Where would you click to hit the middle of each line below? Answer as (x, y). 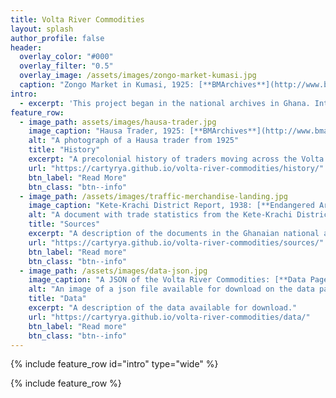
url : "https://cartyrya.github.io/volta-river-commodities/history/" (176, 168)
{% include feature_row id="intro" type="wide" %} (114, 364)
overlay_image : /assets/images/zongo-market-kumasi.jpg (138, 76)
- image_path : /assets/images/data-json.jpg (113, 271)
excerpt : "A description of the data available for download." (163, 308)
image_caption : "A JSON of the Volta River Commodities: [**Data (167, 280)
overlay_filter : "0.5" (66, 66)
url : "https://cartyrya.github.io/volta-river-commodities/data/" (169, 317)
